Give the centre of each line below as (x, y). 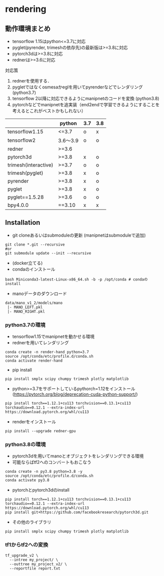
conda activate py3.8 (27, 480)
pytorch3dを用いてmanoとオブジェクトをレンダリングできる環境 (78, 456)
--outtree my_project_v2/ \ (38, 564)
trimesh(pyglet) (25, 173)
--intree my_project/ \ (34, 560)
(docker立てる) (27, 263)
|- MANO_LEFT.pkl (25, 307)
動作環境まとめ (28, 28)
